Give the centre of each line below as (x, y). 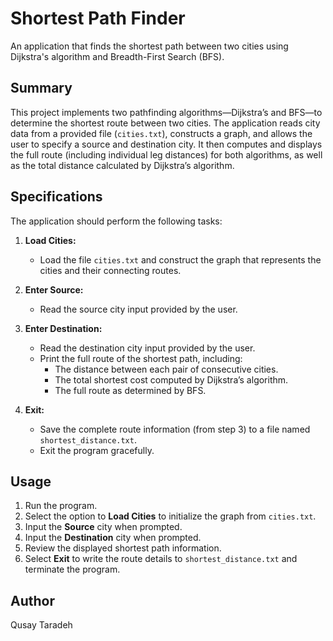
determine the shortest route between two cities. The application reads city (165, 123)
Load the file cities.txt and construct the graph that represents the (180, 259)
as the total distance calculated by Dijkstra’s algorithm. (122, 165)
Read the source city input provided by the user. (138, 309)
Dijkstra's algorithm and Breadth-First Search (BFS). (117, 56)
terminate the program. (72, 569)
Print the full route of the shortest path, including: (141, 358)
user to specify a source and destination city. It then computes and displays (166, 144)
